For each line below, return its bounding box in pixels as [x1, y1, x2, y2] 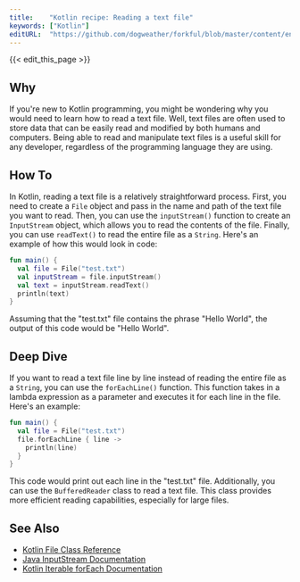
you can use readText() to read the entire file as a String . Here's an [9, 229, 259, 239]
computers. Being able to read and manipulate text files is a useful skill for [9, 132, 281, 143]
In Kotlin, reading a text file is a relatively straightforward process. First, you [9, 191, 287, 202]
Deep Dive [9, 349, 68, 364]
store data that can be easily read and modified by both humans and [9, 122, 261, 134]
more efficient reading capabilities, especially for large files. [9, 495, 229, 505]
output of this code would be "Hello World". [9, 323, 170, 334]
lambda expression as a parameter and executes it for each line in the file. [9, 392, 281, 403]
